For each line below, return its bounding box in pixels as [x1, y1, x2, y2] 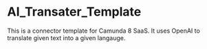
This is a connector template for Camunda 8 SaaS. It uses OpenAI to [7, 27, 201, 35]
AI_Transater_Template [7, 4, 142, 20]
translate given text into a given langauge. [7, 33, 126, 42]
